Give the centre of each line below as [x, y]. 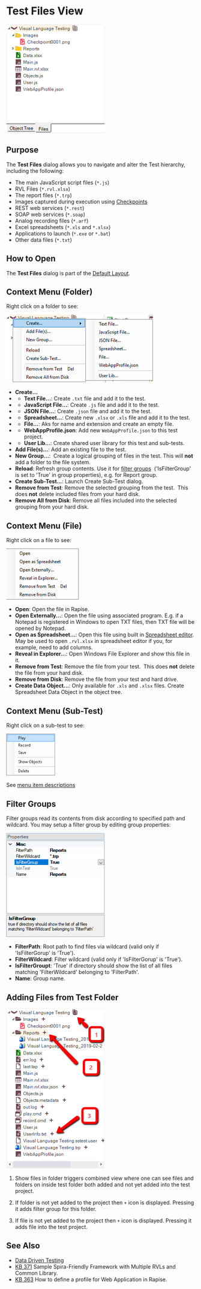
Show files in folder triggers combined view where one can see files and [104, 1178]
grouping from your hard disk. [52, 507]
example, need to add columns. [54, 647]
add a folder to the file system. [53, 462]
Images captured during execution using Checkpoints [81, 202]
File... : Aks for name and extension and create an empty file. [99, 424]
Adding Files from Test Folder [62, 997]
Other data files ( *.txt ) [43, 240]
